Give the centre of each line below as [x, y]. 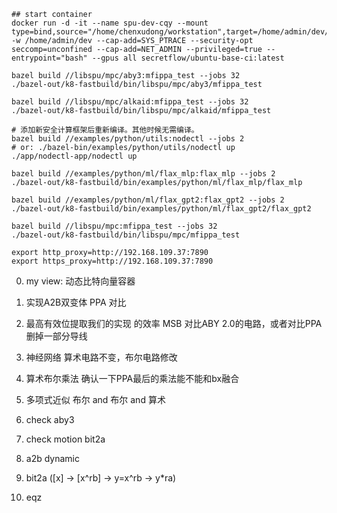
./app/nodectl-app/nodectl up [74, 156]
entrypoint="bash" [49, 58]
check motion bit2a [65, 439]
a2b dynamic [52, 458]
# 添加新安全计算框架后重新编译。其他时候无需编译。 [105, 130]
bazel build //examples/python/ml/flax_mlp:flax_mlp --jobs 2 [143, 174]
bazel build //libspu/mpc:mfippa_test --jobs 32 [114, 226]
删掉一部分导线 [56, 336]
